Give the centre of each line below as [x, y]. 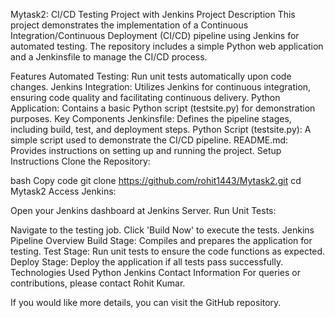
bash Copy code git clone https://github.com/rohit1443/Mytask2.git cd [156, 180]
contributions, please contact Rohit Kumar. [98, 283]
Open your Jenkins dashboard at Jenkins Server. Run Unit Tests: [143, 210]
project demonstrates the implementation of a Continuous [129, 25]
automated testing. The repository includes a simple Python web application [167, 46]
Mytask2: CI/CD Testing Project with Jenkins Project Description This [153, 14]
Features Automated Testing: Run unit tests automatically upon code [151, 76]
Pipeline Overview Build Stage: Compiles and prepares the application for [161, 240]
